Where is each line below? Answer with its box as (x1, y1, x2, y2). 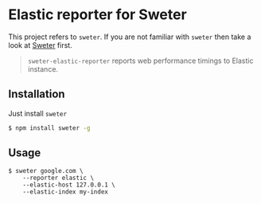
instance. (27, 64, 58, 73)
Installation (8, 88, 65, 101)
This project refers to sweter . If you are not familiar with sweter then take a (8, 32, 251, 41)
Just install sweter (8, 108, 68, 118)
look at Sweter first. (8, 40, 73, 49)
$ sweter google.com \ (8, 167, 84, 175)
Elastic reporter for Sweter (8, 6, 187, 24)
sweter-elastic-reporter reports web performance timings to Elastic (27, 56, 254, 65)
